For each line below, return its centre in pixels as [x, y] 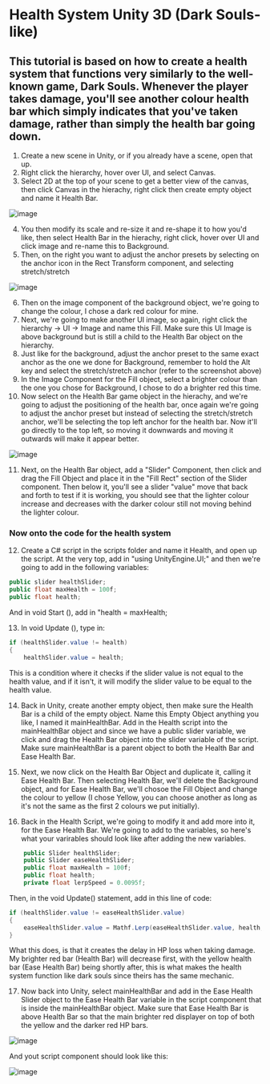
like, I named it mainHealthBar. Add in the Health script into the [124, 722]
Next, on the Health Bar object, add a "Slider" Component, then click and [141, 470]
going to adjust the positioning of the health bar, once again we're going [139, 405]
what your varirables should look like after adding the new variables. [133, 838]
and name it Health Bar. [59, 198]
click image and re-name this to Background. [95, 246]
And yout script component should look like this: [89, 1056]
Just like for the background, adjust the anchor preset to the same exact [140, 353]
